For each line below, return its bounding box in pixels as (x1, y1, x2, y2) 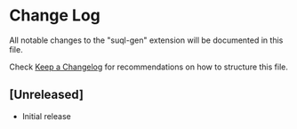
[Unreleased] (9, 87, 84, 102)
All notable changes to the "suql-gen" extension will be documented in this (9, 35, 284, 45)
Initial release (21, 110, 71, 121)
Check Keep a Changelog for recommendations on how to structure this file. (9, 61, 289, 72)
